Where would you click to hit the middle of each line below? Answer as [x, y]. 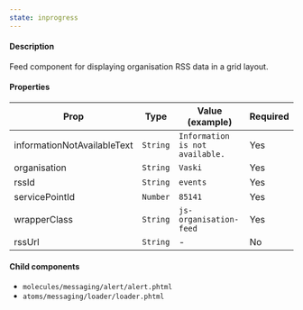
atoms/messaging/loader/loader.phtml [93, 297]
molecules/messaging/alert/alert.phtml [97, 287]
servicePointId [44, 197]
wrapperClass [44, 220]
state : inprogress [44, 18]
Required [269, 116]
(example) [210, 123]
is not [193, 146]
